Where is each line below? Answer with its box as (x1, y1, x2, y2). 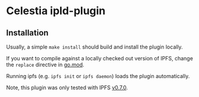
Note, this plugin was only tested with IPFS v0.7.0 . (6, 84, 128, 91)
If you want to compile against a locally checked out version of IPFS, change (6, 55, 193, 62)
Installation (6, 28, 49, 38)
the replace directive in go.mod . (6, 61, 84, 68)
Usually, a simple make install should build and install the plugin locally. (6, 43, 183, 50)
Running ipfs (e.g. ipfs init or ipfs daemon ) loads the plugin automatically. (6, 73, 190, 79)
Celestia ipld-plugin (6, 4, 106, 18)
